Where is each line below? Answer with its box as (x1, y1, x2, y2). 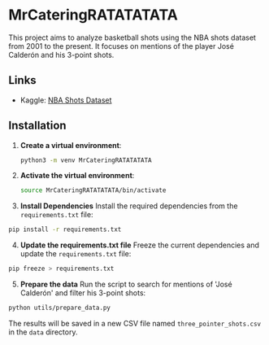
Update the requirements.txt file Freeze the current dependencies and (20, 240, 260, 250)
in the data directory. (8, 327, 78, 337)
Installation (8, 119, 67, 133)
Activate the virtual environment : (20, 171, 135, 181)
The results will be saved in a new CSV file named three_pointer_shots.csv (8, 318, 262, 328)
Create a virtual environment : (20, 140, 122, 150)
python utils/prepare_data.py (8, 304, 111, 312)
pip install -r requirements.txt (8, 225, 122, 234)
